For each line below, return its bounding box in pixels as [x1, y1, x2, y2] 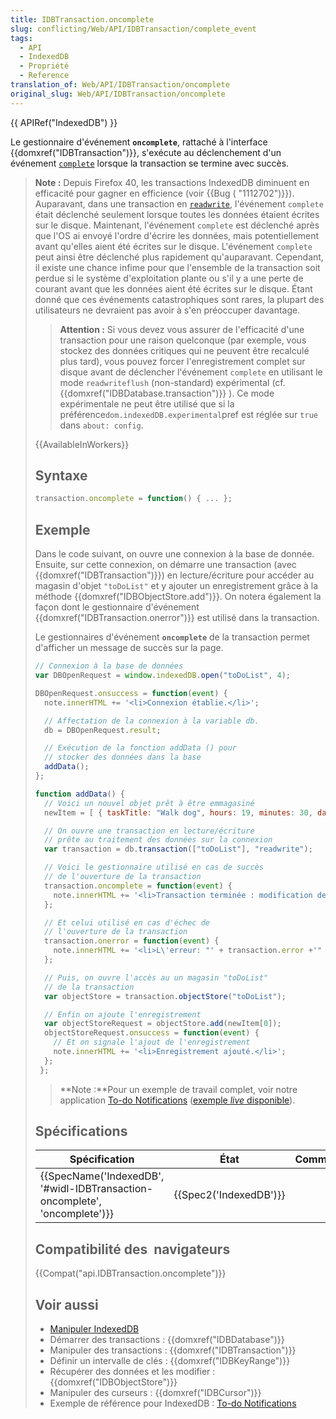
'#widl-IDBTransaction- [39, 1182, 154, 1196]
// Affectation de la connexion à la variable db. [44, 716, 260, 726]
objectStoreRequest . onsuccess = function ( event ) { [44, 1028, 260, 1038]
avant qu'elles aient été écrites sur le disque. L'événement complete [34, 240, 313, 252]
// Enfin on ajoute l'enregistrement [44, 1009, 202, 1020]
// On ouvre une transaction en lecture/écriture [44, 826, 255, 836]
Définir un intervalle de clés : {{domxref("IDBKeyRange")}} [49, 1355, 291, 1367]
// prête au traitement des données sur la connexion [44, 835, 273, 845]
